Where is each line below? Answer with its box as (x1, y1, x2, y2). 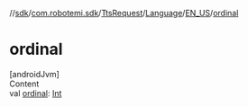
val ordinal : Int (9, 87, 62, 98)
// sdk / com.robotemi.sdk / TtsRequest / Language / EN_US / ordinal (9, 8, 239, 18)
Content (9, 78, 40, 89)
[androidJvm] (9, 68, 60, 79)
